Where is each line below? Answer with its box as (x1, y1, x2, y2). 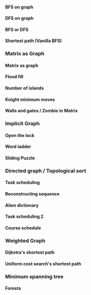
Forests (5, 285, 21, 292)
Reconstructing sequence (5, 191, 60, 197)
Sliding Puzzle (5, 155, 36, 161)
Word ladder (5, 144, 31, 149)
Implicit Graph (5, 120, 40, 127)
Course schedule (5, 225, 41, 231)
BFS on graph (5, 4, 34, 10)
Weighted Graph (5, 237, 45, 244)
